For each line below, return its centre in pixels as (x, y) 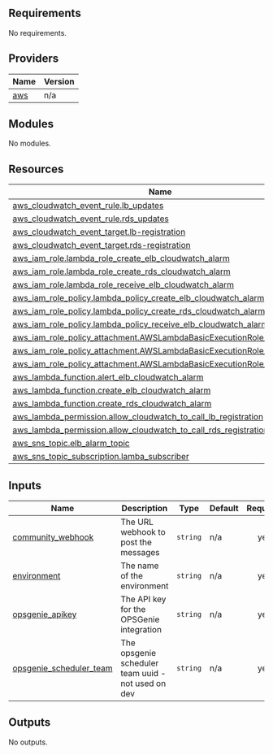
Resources (36, 169)
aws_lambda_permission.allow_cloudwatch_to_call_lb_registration (138, 417)
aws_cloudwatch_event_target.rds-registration (102, 245)
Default (224, 509)
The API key (143, 599)
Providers (34, 59)
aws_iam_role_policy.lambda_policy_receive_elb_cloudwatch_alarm (141, 324)
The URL (137, 522)
